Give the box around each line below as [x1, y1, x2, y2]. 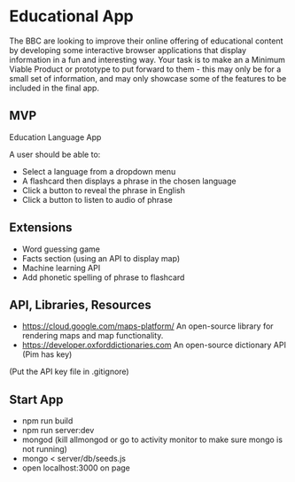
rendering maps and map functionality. [21, 330, 164, 341]
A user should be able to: [9, 149, 101, 159]
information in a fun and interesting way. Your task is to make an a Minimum [9, 54, 285, 65]
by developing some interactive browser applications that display [9, 44, 246, 55]
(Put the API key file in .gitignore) [9, 366, 130, 377]
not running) [21, 444, 68, 455]
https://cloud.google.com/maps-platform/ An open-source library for [21, 321, 274, 331]
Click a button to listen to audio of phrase [21, 194, 173, 205]
